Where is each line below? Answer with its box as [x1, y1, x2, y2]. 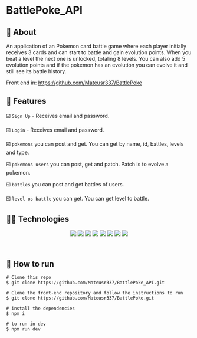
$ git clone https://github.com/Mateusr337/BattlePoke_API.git [6, 280, 165, 286]
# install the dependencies [6, 306, 75, 311]
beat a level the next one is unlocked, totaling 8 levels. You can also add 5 [6, 55, 186, 62]
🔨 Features [6, 96, 47, 106]
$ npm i [6, 311, 25, 317]
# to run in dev [6, 321, 46, 327]
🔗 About [6, 27, 37, 37]
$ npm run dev [6, 326, 41, 332]
